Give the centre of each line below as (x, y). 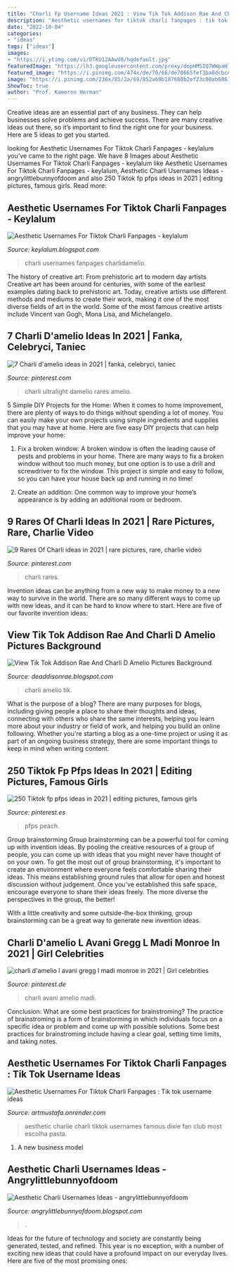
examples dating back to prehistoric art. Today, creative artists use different (117, 291)
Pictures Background (54, 645)
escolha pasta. (46, 1133)
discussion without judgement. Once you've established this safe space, (112, 884)
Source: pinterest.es (37, 813)
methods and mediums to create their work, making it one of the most (108, 299)
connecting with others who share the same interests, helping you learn (111, 719)
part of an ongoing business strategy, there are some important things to (112, 741)
